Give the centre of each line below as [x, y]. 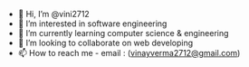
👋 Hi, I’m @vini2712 [54, 14]
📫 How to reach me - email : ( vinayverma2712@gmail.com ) [129, 53]
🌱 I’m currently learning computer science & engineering [123, 33]
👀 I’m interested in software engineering [92, 24]
